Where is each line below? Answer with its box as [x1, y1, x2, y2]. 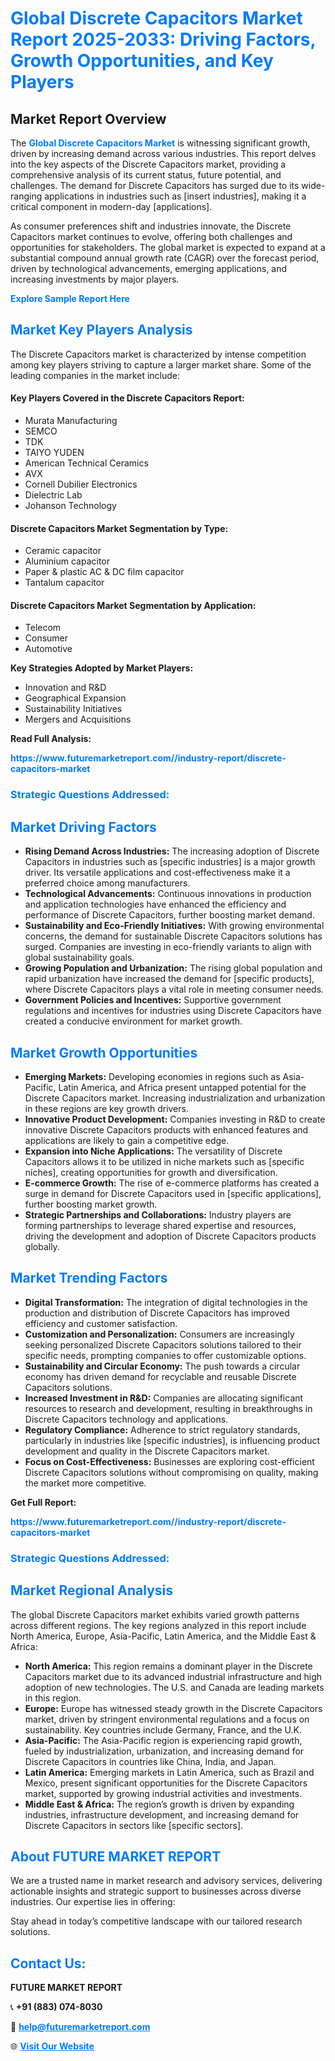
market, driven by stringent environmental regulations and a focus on [24, 1713, 310, 1725]
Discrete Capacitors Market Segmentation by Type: [10, 522, 229, 534]
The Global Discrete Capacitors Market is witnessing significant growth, [10, 137, 311, 149]
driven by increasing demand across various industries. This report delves [10, 148, 317, 159]
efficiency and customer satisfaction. [24, 1317, 178, 1329]
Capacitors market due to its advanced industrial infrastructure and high [24, 1670, 323, 1682]
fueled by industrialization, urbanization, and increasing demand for [24, 1745, 305, 1757]
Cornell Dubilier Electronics [24, 478, 138, 491]
